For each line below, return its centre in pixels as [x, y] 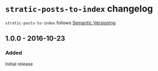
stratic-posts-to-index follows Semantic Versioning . [61, 23]
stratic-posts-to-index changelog [79, 9]
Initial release [19, 64]
